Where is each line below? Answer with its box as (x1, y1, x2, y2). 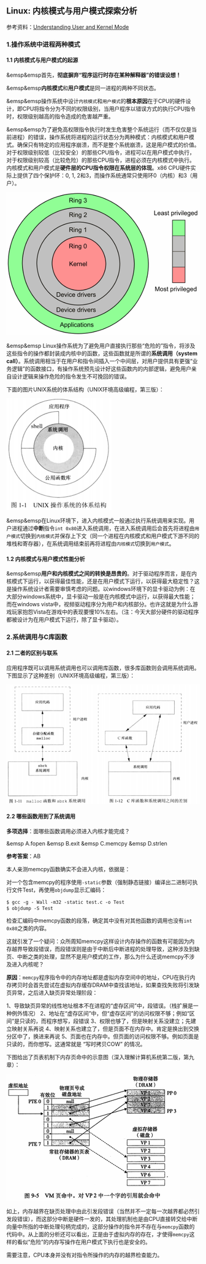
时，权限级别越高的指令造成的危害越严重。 (6, 112, 114, 120)
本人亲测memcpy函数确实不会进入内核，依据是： (6, 865, 131, 873)
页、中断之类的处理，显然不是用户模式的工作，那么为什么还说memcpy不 (6, 953, 189, 960)
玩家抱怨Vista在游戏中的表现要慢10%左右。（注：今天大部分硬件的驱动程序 (11, 608, 199, 615)
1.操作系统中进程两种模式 (6, 40, 81, 48)
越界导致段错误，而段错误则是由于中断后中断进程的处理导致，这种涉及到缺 (11, 945, 200, 952)
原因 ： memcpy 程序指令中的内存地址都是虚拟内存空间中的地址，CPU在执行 (6, 973, 190, 981)
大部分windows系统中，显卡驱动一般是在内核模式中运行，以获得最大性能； (6, 593, 196, 600)
